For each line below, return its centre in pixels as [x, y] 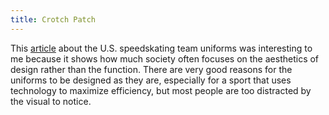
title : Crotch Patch [53, 19]
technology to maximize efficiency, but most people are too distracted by [161, 90]
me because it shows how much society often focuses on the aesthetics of [165, 58]
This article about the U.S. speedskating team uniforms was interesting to [161, 48]
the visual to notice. [51, 101]
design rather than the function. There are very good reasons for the [151, 69]
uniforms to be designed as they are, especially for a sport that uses [151, 80]
